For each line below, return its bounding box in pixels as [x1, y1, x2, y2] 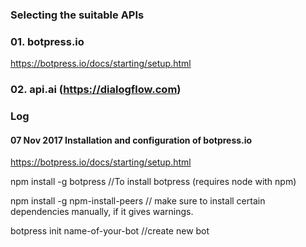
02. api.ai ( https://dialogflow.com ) [10, 83, 182, 97]
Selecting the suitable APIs [10, 8, 145, 22]
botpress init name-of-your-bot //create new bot [10, 225, 210, 237]
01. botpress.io [10, 34, 85, 48]
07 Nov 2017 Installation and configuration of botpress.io [10, 134, 253, 146]
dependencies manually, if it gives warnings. [10, 206, 194, 218]
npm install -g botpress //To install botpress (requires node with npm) [10, 176, 297, 188]
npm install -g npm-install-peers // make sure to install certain [10, 195, 266, 207]
